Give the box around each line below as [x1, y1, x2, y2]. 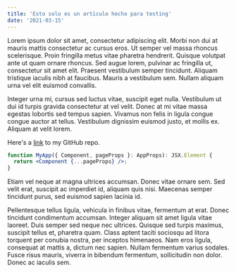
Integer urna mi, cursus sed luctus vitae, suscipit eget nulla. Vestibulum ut [7, 94, 222, 103]
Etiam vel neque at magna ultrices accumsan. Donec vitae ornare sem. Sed [7, 177, 225, 186]
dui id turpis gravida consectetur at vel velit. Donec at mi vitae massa [7, 102, 208, 110]
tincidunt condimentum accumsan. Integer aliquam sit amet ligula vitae [7, 214, 213, 222]
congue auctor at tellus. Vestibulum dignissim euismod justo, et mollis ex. [7, 117, 220, 125]
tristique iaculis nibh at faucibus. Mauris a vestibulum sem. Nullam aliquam [7, 73, 224, 82]
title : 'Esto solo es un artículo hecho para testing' [7, 10, 172, 18]
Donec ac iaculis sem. [7, 258, 72, 267]
